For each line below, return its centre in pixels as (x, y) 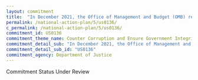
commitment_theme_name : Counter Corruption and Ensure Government (89, 39)
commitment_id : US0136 (34, 33)
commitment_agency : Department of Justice (59, 55)
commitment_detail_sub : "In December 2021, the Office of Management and (99, 44)
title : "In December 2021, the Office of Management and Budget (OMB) (96, 17)
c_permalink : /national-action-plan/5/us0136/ (64, 28)
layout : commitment (30, 11)
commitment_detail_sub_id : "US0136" (51, 50)
